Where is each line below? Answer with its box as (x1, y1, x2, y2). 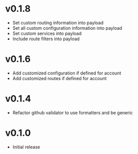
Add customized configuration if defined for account (12, 70, 121, 76)
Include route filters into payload (12, 36, 80, 42)
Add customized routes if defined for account (12, 75, 107, 81)
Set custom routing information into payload (12, 20, 104, 26)
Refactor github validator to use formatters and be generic (12, 109, 133, 116)
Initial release (12, 144, 40, 150)
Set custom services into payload (12, 30, 82, 36)
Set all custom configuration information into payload (12, 25, 122, 31)
